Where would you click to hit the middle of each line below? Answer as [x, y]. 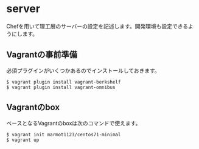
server [23, 9]
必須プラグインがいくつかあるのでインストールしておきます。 [83, 70]
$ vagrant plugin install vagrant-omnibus [61, 87]
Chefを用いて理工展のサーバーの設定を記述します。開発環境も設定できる [97, 26]
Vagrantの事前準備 [42, 55]
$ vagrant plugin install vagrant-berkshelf [64, 82]
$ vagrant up [23, 140]
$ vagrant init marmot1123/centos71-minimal [64, 134]
